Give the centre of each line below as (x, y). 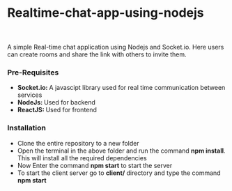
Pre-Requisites (33, 72)
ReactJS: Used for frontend (57, 110)
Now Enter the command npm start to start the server (95, 165)
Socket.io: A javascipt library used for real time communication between (121, 88)
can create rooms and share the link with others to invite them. (97, 54)
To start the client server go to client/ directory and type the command (119, 173)
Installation (27, 128)
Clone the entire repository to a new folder (78, 143)
